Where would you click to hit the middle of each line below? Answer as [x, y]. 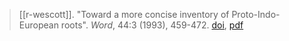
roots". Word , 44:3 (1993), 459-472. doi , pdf [152, 25]
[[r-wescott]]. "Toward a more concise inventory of [124, 14]
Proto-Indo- [256, 14]
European [38, 25]
